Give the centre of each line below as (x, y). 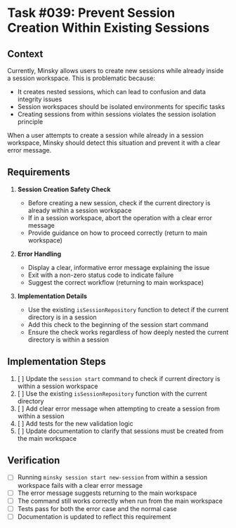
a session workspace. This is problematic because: (81, 78)
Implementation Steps (57, 362)
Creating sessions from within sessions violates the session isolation (117, 114)
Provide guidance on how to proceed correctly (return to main (118, 233)
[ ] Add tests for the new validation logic (75, 423)
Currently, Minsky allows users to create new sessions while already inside (116, 71)
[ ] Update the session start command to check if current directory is (119, 378)
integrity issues (40, 99)
